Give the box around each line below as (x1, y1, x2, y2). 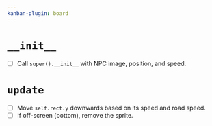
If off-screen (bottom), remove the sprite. (16, 111, 133, 119)
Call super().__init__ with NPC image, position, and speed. (16, 59, 187, 67)
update (7, 83, 44, 96)
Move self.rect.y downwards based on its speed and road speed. (16, 104, 207, 112)
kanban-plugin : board (7, 10, 69, 17)
